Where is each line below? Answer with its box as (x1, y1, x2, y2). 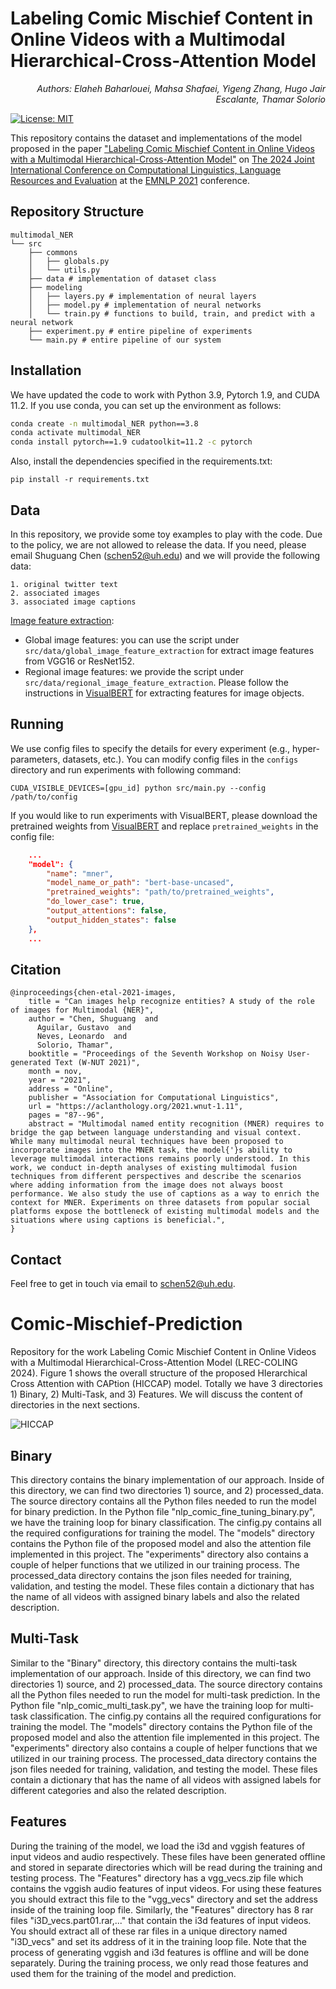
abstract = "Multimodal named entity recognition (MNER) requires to (28, 1119, 325, 1129)
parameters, (10, 753, 61, 765)
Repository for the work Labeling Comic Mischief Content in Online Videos (10, 1346, 317, 1358)
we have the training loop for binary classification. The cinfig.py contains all (10, 1516, 322, 1528)
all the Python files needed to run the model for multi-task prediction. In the (10, 1688, 321, 1701)
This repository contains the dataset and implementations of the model (10, 132, 303, 144)
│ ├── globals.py (28, 256, 110, 266)
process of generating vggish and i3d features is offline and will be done (10, 1946, 310, 1958)
